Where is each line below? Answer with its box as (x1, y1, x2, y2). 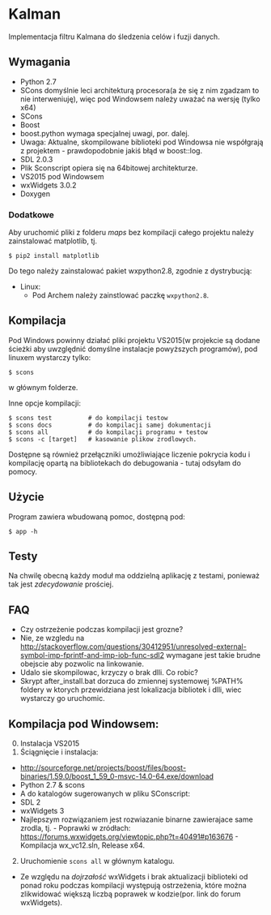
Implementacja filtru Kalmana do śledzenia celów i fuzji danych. (8, 32, 220, 41)
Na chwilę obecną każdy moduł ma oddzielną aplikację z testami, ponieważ (8, 571, 260, 581)
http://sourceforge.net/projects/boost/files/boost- (19, 763, 187, 773)
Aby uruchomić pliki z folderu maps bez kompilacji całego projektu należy (8, 228, 255, 238)
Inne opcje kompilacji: (8, 398, 81, 408)
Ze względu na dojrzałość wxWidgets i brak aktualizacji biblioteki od (19, 872, 248, 882)
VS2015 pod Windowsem (19, 171, 104, 181)
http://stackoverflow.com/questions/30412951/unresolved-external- (19, 642, 247, 651)
